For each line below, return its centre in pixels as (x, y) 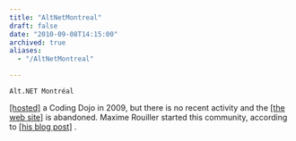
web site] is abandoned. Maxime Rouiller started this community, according (148, 117)
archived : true (38, 42)
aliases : (26, 51)
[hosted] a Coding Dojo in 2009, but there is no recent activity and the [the (147, 108)
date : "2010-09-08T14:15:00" (64, 34)
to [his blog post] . (43, 127)
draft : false (34, 26)
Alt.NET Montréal (42, 91)
